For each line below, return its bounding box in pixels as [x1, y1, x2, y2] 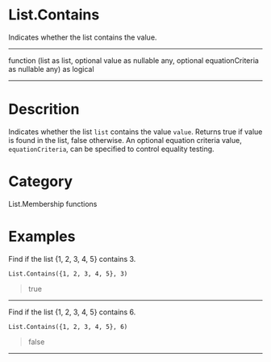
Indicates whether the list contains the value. [8, 32, 157, 42]
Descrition [8, 100, 80, 119]
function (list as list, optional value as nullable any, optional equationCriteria [8, 55, 260, 65]
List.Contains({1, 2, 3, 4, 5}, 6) [8, 322, 128, 330]
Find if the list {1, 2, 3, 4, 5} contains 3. [8, 254, 136, 263]
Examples [8, 228, 76, 246]
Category [8, 172, 73, 191]
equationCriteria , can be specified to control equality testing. [8, 144, 215, 154]
